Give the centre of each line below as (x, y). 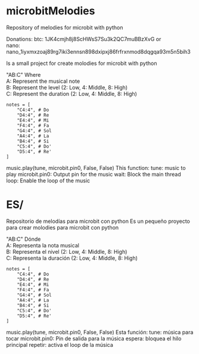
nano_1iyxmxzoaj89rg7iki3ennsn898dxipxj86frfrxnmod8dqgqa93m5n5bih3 (98, 51)
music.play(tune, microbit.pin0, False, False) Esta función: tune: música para (100, 332)
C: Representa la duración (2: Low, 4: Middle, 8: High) (72, 258)
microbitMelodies (51, 11)
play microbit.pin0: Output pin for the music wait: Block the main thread (94, 174)
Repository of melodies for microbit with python (65, 27)
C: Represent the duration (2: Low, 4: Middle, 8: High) (71, 94)
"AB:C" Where (24, 74)
